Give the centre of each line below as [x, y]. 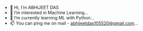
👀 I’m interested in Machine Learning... [49, 13]
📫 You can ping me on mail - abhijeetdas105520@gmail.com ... [74, 23]
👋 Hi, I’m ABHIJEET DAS [34, 8]
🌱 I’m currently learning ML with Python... [52, 18]
